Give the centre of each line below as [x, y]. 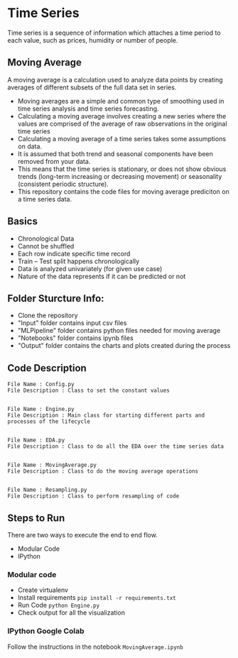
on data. [30, 146]
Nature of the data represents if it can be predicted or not [102, 276]
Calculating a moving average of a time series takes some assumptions [121, 138]
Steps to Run [36, 518]
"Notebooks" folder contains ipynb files [75, 338]
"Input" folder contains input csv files [72, 323]
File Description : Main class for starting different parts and [106, 416]
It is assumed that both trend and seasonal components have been [115, 153]
